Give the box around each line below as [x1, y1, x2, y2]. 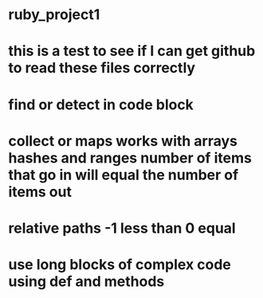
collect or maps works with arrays [8, 131, 237, 150]
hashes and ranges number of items [8, 149, 253, 167]
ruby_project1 [8, 6, 100, 24]
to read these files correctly [8, 59, 196, 77]
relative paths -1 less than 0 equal [8, 219, 237, 237]
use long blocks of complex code [8, 256, 231, 274]
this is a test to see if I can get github [8, 42, 256, 61]
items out [8, 182, 72, 201]
